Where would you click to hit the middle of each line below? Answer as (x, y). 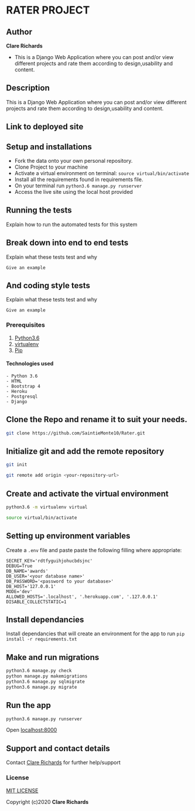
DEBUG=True (19, 566)
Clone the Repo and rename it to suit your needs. (97, 420)
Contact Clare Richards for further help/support (64, 762)
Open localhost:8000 (32, 730)
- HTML (14, 381)
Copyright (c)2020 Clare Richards (47, 802)
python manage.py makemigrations (47, 676)
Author (19, 32)
